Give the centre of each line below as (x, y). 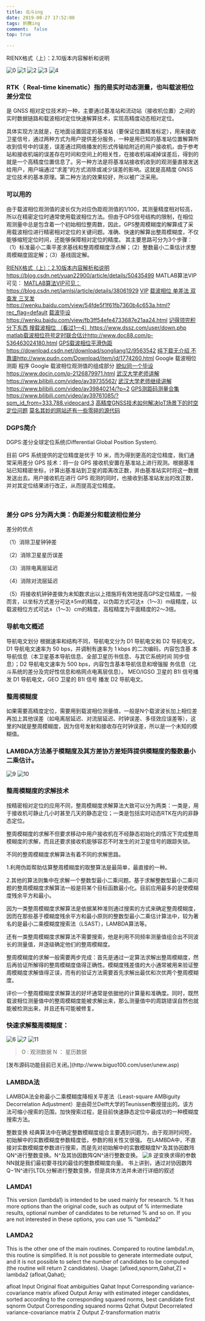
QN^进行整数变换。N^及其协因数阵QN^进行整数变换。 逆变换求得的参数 (101, 1155)
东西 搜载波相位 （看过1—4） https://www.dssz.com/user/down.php (102, 328)
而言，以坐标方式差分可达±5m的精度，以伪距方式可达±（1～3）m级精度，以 (102, 602)
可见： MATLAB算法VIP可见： (44, 283)
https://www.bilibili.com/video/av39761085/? (63, 395)
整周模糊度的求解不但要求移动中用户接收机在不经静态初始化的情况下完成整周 (103, 833)
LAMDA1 (19, 1187)
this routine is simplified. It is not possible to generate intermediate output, (100, 1255)
